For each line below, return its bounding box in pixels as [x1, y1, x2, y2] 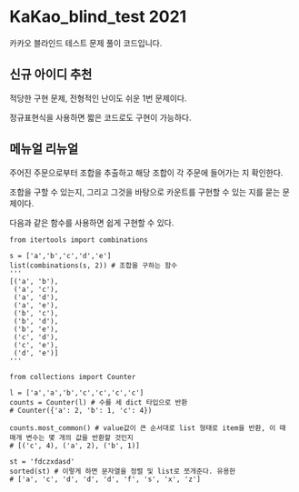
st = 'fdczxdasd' [9, 457, 75, 466]
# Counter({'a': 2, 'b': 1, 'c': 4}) [9, 406, 153, 415]
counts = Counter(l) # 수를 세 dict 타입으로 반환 [9, 397, 188, 407]
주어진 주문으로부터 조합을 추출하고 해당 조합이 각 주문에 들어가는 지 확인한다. [9, 166, 284, 178]
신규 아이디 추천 [9, 66, 93, 83]
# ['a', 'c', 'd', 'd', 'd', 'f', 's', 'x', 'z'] [9, 475, 202, 484]
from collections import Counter [9, 372, 136, 381]
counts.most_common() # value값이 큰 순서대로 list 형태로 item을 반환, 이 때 [9, 423, 286, 433]
